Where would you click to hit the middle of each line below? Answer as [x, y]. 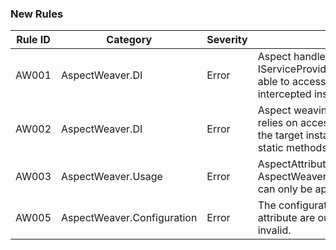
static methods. [294, 148]
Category [129, 40]
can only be [285, 189]
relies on [277, 123]
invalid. [274, 230]
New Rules [37, 14]
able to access [292, 82]
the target [280, 135]
